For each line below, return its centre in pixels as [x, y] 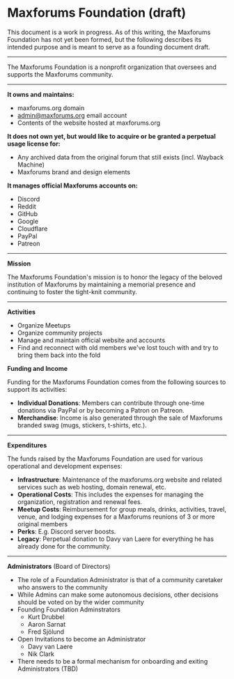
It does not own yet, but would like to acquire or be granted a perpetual [111, 136]
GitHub [28, 213]
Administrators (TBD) [48, 669]
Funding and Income [38, 368]
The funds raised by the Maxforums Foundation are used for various [105, 459]
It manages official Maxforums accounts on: [72, 185]
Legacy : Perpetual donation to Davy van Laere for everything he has [116, 539]
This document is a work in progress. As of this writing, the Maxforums [109, 32]
